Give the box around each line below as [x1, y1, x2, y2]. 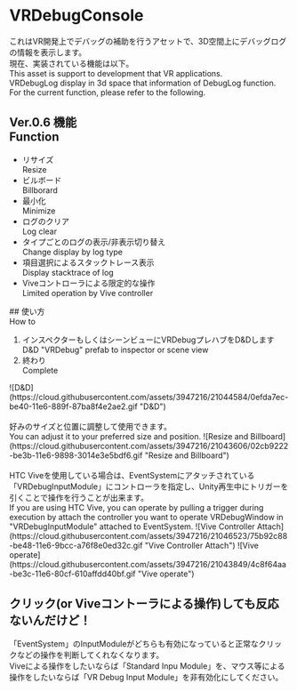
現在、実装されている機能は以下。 [9, 58, 134, 68]
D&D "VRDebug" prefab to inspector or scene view [21, 344, 209, 355]
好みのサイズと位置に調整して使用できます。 [9, 421, 172, 431]
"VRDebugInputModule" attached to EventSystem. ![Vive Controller [9, 521, 255, 532]
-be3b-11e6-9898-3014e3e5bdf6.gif [9, 450, 143, 461]
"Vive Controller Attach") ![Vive [144, 540, 260, 550]
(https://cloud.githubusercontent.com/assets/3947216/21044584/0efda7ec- [9, 391, 289, 402]
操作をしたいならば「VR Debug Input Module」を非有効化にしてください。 [9, 671, 284, 682]
